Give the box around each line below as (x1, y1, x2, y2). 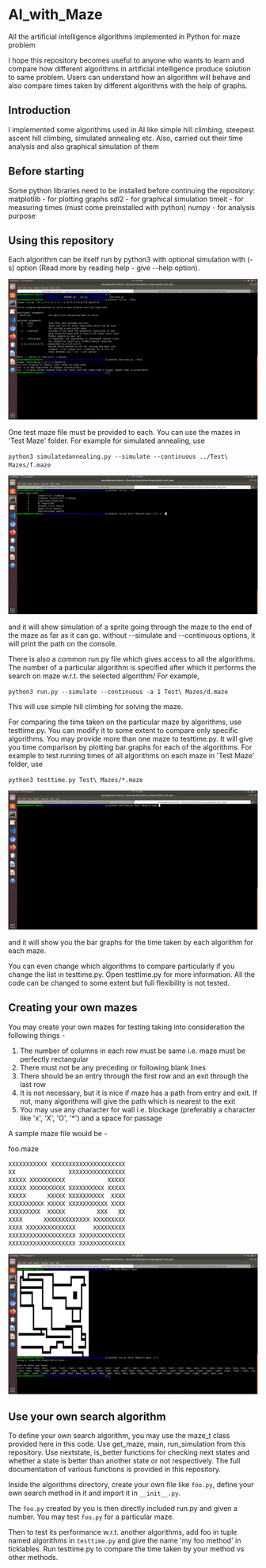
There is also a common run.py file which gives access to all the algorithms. (8, 654, 256, 664)
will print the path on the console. (8, 639, 117, 649)
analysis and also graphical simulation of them (8, 141, 160, 151)
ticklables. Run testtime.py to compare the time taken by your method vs (8, 1544, 245, 1554)
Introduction (8, 104, 71, 117)
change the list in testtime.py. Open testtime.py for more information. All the (8, 969, 256, 979)
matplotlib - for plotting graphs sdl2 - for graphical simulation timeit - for (8, 194, 244, 204)
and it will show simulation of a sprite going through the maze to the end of (8, 622, 253, 631)
